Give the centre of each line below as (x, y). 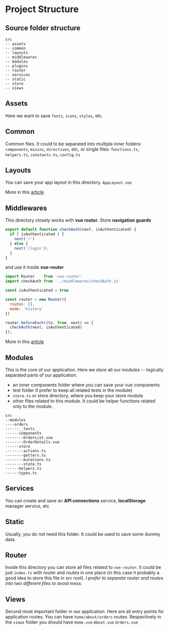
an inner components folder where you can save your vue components (86, 385)
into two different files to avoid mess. (44, 584)
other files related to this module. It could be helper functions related (84, 401)
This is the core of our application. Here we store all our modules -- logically (84, 370)
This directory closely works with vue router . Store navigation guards (78, 220)
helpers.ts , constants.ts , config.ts (43, 154)
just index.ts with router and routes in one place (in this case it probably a (82, 573)
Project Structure (42, 9)
